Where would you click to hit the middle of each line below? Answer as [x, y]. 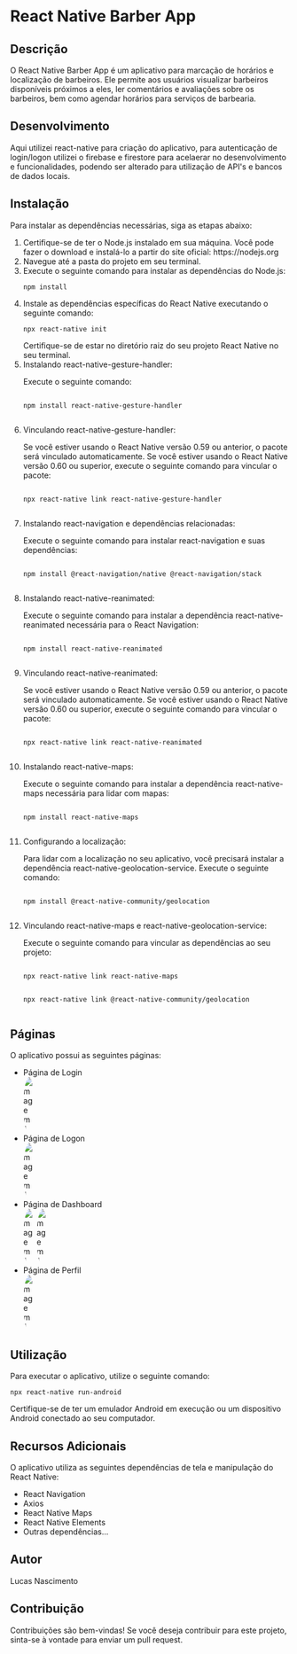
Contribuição [47, 1609]
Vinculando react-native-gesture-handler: [99, 429]
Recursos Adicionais [68, 1446]
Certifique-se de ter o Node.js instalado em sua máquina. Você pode [148, 242]
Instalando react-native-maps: [78, 766]
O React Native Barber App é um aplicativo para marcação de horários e [142, 70]
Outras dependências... [66, 1532]
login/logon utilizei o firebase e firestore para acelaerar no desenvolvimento [148, 157]
